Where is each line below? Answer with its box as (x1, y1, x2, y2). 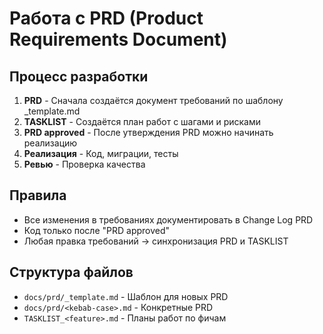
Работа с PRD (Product (9, 7, 204, 30)
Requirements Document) (9, 28, 228, 51)
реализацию (23, 137, 78, 149)
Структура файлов (9, 264, 134, 281)
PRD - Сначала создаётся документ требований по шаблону (23, 95, 284, 106)
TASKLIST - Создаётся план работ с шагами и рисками (23, 116, 261, 127)
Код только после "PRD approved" (23, 224, 171, 236)
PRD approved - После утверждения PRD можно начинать (23, 127, 274, 138)
